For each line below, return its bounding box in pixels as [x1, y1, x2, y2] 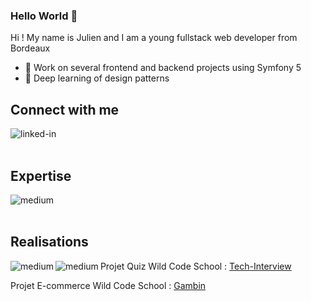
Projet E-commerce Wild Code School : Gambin [10, 279, 207, 291]
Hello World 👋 [10, 9, 78, 23]
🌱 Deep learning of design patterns [24, 72, 170, 84]
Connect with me [10, 101, 120, 118]
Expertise [10, 167, 72, 184]
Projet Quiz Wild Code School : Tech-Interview [99, 260, 292, 272]
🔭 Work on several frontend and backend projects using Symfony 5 [24, 62, 302, 74]
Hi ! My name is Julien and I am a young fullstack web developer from [10, 32, 298, 44]
